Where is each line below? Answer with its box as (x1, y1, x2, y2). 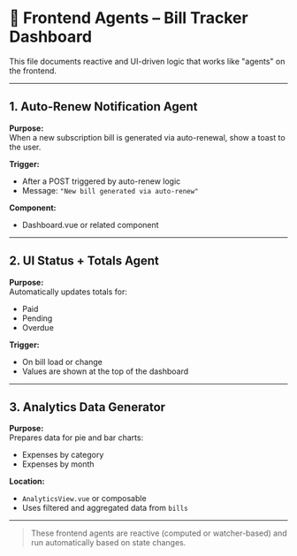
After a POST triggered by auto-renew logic (21, 176, 181, 187)
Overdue (21, 322, 55, 332)
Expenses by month (21, 459, 95, 469)
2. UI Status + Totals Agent (9, 254, 159, 269)
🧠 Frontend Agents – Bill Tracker (9, 8, 249, 28)
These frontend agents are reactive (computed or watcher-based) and (30, 528, 287, 538)
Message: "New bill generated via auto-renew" (21, 185, 199, 195)
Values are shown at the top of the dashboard (21, 366, 189, 377)
